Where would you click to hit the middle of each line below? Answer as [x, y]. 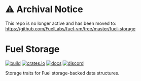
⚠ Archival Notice [44, 9]
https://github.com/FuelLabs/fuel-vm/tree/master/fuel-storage [70, 28]
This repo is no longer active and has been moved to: [61, 23]
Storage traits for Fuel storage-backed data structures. [62, 73]
